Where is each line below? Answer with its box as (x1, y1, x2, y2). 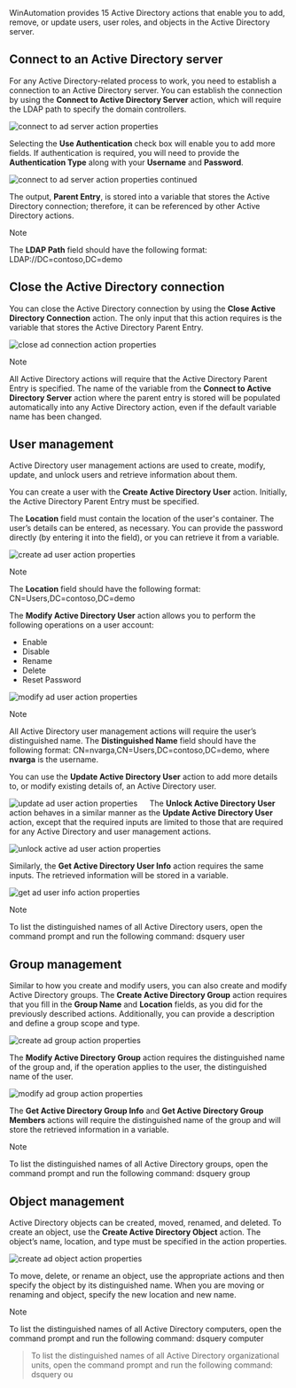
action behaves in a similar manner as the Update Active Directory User (9, 807, 273, 818)
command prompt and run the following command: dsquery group (9, 1168, 251, 1179)
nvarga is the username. (9, 754, 99, 765)
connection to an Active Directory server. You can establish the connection (9, 84, 283, 96)
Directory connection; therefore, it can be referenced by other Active (9, 200, 261, 211)
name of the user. (9, 1072, 74, 1082)
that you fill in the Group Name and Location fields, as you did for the (9, 999, 263, 1010)
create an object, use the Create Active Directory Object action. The (9, 1227, 261, 1237)
